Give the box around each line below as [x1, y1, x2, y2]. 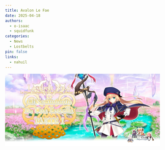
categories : [5, 34, 29, 39]
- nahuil [9, 59, 27, 65]
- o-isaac [9, 24, 29, 28]
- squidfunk [9, 28, 34, 34]
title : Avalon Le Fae [5, 8, 50, 13]
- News [9, 39, 23, 44]
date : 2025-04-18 [5, 13, 41, 18]
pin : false [5, 49, 27, 54]
